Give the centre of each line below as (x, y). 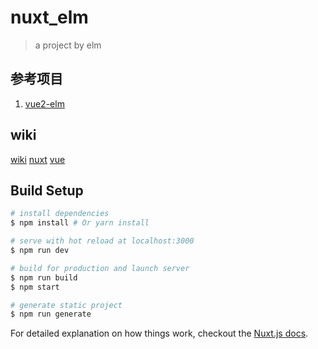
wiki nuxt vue (38, 159)
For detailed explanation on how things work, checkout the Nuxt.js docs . (159, 333)
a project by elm (68, 45)
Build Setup (47, 190)
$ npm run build (44, 277)
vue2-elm (44, 103)
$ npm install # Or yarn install (80, 223)
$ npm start (35, 287)
